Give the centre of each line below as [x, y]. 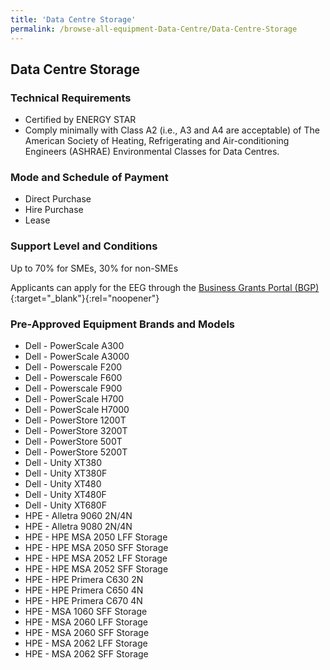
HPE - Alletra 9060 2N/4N [78, 516]
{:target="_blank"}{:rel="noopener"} [85, 298]
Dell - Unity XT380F [66, 473]
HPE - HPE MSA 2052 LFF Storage [96, 558]
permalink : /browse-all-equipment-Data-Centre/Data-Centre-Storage [154, 29]
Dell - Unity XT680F [65, 505]
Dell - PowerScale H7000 [77, 410]
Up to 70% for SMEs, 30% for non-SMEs [94, 268]
